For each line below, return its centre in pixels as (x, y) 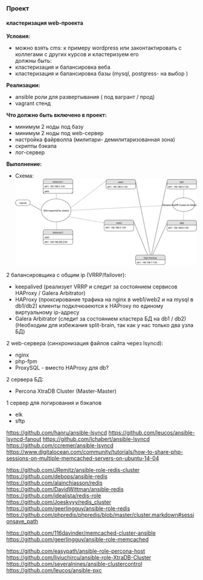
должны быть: (33, 61)
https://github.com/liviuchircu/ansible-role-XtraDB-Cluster (79, 557)
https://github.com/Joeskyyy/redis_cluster (59, 502)
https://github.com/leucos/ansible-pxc (54, 570)
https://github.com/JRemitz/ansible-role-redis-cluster (73, 470)
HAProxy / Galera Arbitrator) (50, 293)
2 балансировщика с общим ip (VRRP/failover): (66, 275)
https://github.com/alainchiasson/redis (54, 483)
